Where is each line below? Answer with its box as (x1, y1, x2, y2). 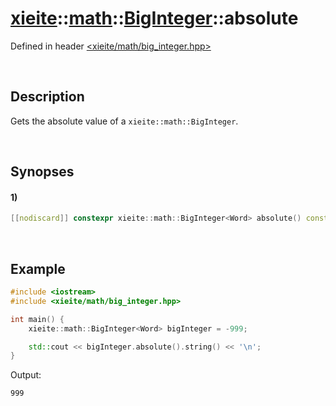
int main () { (10, 314, 65, 324)
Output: (10, 369, 42, 381)
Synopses (10, 163, 75, 181)
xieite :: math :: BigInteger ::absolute (10, 7, 299, 30)
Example (10, 260, 66, 277)
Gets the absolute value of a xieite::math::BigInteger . (10, 115, 239, 127)
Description (10, 88, 85, 106)
